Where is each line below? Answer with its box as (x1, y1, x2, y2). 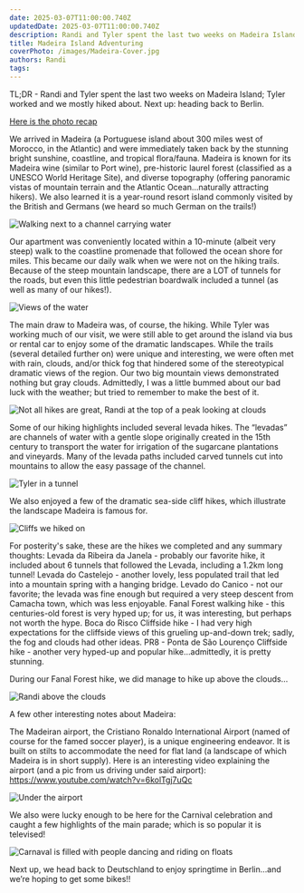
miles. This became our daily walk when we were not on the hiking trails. (9, 255, 280, 266)
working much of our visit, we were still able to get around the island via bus (9, 328, 293, 340)
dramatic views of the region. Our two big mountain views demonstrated (9, 367, 280, 378)
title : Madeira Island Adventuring (9, 38, 144, 48)
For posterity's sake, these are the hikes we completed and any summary (9, 540, 283, 551)
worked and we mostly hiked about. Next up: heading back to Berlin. (9, 98, 265, 109)
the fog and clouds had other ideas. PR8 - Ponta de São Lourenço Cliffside (9, 636, 288, 647)
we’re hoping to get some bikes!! (9, 873, 131, 884)
